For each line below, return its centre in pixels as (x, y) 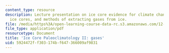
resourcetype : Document (30, 33)
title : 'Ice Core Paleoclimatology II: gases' (55, 38)
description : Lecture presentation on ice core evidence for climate (80, 15)
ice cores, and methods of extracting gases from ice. (68, 19)
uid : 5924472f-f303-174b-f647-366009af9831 (52, 43)
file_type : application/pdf (35, 29)
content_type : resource (30, 10)
